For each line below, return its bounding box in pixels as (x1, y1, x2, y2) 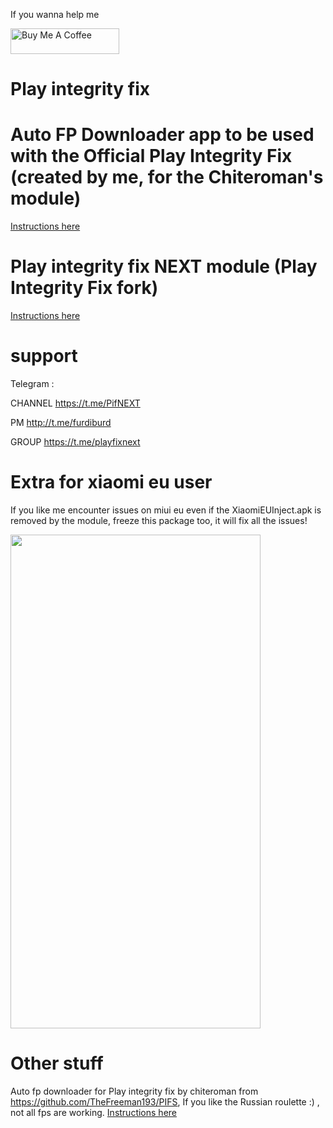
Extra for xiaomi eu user (10, 471, 213, 494)
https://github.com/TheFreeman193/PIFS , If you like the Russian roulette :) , (10, 1095, 320, 1108)
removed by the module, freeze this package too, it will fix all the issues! (10, 514, 308, 526)
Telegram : (10, 378, 55, 389)
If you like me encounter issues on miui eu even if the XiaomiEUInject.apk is (10, 504, 322, 516)
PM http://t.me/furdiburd (10, 417, 112, 428)
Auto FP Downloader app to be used (10, 124, 315, 146)
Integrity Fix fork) (10, 277, 159, 299)
